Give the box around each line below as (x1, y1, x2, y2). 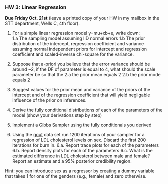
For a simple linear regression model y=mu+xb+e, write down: (12, 30, 140, 36)
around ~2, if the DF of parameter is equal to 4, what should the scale (12, 66, 156, 72)
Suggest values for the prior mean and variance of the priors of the (12, 87, 151, 93)
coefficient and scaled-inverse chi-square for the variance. (12, 51, 134, 57)
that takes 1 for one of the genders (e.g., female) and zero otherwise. (5, 173, 147, 179)
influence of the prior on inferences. (12, 97, 87, 103)
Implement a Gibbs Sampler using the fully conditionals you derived (12, 122, 152, 128)
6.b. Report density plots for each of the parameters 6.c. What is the (12, 148, 153, 154)
